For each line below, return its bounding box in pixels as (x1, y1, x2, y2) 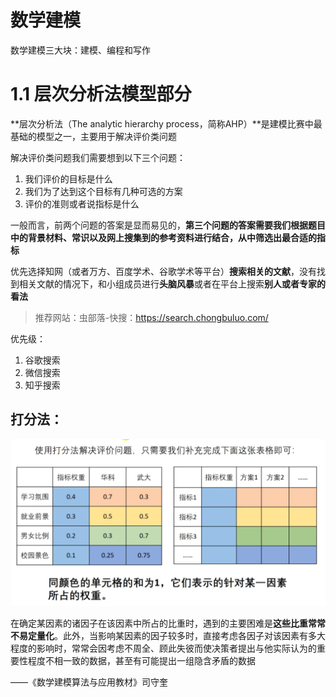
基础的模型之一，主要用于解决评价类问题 (10, 130, 177, 142)
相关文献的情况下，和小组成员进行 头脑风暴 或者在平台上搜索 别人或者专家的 (18, 277, 326, 290)
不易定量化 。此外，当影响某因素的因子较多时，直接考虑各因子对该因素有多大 (10, 629, 326, 641)
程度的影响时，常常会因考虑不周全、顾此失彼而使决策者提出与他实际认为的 (10, 642, 317, 654)
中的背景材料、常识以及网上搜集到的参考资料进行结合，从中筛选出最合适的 (10, 231, 317, 243)
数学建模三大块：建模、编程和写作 (10, 44, 151, 56)
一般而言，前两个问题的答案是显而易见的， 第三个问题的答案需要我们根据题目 (10, 219, 326, 231)
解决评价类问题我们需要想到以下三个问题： (10, 151, 186, 163)
